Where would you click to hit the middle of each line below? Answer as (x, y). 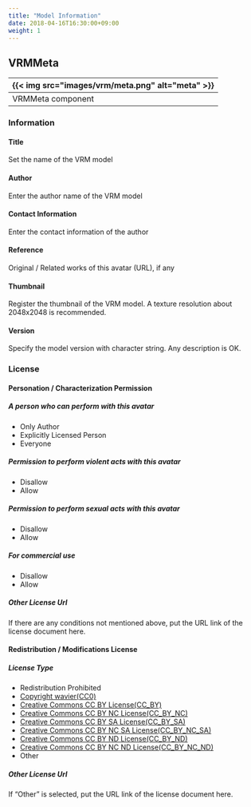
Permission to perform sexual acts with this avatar (94, 509)
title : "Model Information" (55, 16)
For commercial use (42, 555)
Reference (26, 250)
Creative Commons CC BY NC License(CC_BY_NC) (104, 714)
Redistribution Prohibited (61, 688)
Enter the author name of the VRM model (76, 196)
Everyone (35, 443)
